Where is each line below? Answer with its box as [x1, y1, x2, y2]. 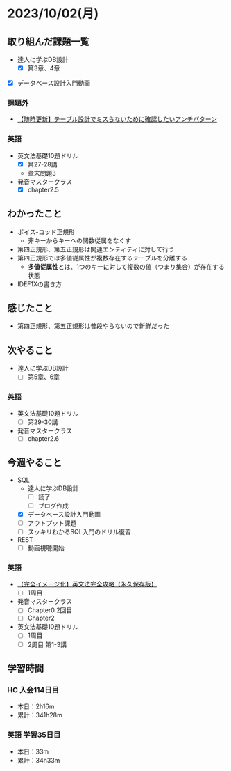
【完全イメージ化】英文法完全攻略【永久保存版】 [17, 580, 157, 589]
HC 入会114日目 [7, 685, 59, 694]
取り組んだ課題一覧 [7, 36, 89, 47]
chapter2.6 [27, 434, 60, 442]
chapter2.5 [27, 185, 59, 194]
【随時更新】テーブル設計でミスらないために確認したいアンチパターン [17, 115, 217, 123]
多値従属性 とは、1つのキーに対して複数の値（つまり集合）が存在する [27, 262, 225, 271]
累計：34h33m [17, 756, 60, 764]
